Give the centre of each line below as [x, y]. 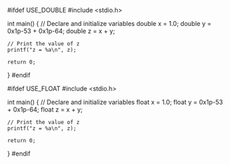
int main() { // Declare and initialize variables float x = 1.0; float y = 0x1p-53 [115, 102]
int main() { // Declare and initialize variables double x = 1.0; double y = [109, 23]
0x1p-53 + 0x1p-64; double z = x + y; [61, 31]
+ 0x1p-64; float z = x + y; [45, 110]
